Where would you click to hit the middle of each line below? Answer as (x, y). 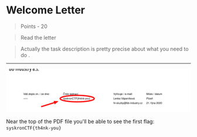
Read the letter (38, 37)
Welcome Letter (45, 10)
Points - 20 (34, 26)
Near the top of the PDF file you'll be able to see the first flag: (80, 122)
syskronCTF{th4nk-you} (34, 128)
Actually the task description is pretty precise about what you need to (104, 49)
